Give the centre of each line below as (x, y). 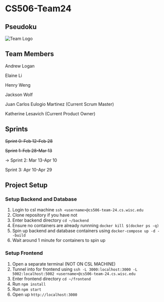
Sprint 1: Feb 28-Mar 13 (29, 150)
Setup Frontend (24, 253)
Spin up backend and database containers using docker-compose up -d (84, 231)
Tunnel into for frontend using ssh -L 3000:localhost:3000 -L (75, 269)
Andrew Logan (20, 66)
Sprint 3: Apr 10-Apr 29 (29, 169)
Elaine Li (14, 75)
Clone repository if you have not (45, 215)
